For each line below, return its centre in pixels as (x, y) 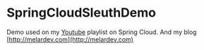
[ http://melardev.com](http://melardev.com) (70, 39)
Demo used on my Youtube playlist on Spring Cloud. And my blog (102, 32)
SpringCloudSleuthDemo (82, 13)
